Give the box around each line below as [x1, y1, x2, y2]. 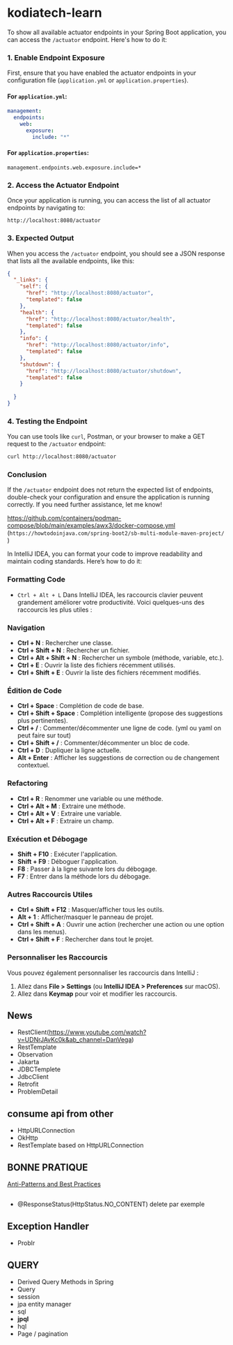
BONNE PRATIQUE [7, 1161, 88, 1173]
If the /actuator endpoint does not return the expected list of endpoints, [7, 485, 214, 494]
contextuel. [17, 761, 50, 770]
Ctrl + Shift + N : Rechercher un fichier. [17, 646, 130, 654]
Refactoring [7, 779, 49, 788]
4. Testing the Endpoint [7, 416, 88, 426]
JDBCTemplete [17, 1065, 61, 1073]
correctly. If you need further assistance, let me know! [7, 501, 163, 509]
